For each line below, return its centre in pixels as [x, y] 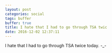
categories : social [25, 14]
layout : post [18, 9]
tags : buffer [18, 18]
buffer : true [18, 23]
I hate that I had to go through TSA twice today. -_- [56, 46]
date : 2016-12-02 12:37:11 [32, 32]
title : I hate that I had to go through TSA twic [56, 27]
